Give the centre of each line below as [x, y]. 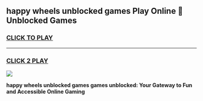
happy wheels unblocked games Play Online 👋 [95, 11]
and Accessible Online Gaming [46, 91]
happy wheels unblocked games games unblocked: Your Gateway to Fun [99, 85]
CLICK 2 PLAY [27, 60]
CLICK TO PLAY [30, 38]
